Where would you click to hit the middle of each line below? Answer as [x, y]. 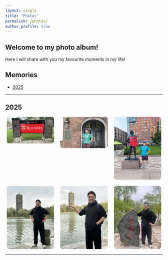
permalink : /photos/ [27, 21]
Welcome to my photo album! [52, 47]
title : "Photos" [22, 16]
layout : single [21, 10]
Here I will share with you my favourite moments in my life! [65, 59]
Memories [21, 75]
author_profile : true [28, 26]
